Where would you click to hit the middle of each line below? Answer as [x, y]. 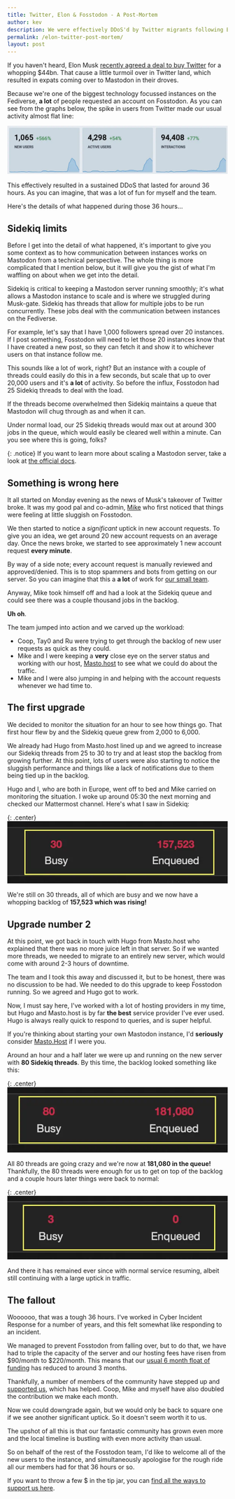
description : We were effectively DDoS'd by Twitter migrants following [115, 29]
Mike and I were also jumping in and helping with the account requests [119, 678]
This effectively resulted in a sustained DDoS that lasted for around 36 [108, 185]
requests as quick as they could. [64, 649]
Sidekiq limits [37, 228]
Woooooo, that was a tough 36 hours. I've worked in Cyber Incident [105, 1317]
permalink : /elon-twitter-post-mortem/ [65, 37]
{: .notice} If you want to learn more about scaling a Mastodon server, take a [117, 454]
